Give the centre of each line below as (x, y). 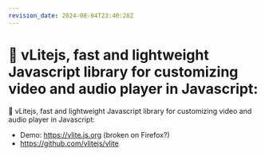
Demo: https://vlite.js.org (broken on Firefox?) (95, 135)
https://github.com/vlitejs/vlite (69, 143)
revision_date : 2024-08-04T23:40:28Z (71, 16)
